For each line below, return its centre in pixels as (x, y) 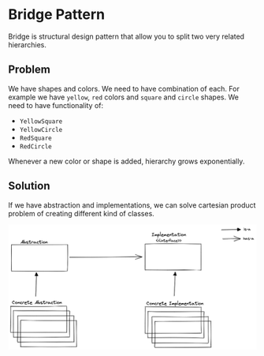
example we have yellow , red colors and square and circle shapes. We (123, 97)
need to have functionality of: (56, 105)
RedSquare (36, 138)
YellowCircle (41, 129)
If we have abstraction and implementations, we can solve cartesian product (132, 205)
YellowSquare (41, 121)
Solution (29, 186)
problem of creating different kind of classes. (82, 213)
